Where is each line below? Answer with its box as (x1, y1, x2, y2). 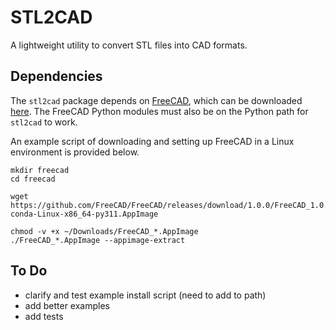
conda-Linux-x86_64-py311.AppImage (10, 209, 159, 219)
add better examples (24, 299, 110, 311)
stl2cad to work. (10, 116, 78, 128)
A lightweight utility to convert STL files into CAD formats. (10, 39, 248, 51)
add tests (24, 310, 64, 322)
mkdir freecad (10, 165, 70, 175)
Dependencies (10, 68, 103, 85)
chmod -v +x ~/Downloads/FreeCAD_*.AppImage (10, 226, 199, 236)
